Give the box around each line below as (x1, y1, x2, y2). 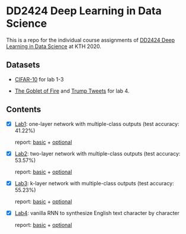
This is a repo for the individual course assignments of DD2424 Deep (6, 36, 175, 43)
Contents (6, 105, 41, 115)
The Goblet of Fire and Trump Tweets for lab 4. (14, 87, 130, 94)
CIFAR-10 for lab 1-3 (14, 75, 64, 83)
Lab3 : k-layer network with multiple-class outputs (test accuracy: (14, 179, 174, 186)
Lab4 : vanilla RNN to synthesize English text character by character (14, 209, 179, 216)
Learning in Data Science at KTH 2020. (6, 43, 102, 50)
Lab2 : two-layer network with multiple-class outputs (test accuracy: (14, 150, 181, 157)
